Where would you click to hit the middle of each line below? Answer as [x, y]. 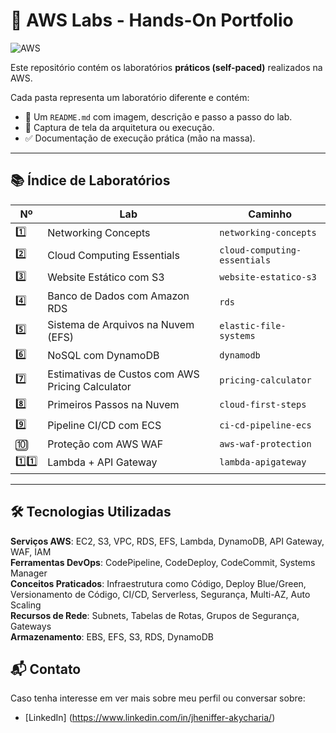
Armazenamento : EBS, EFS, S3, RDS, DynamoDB [112, 636]
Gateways [31, 626]
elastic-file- [253, 325]
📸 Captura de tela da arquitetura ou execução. [119, 127]
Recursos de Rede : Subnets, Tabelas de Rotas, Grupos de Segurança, [155, 615]
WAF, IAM [31, 551]
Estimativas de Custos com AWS [123, 374]
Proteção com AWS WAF [105, 444]
